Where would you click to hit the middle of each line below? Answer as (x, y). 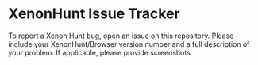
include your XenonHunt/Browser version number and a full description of (129, 44)
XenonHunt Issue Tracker (94, 14)
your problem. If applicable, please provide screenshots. (100, 52)
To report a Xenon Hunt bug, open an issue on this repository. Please (121, 36)
